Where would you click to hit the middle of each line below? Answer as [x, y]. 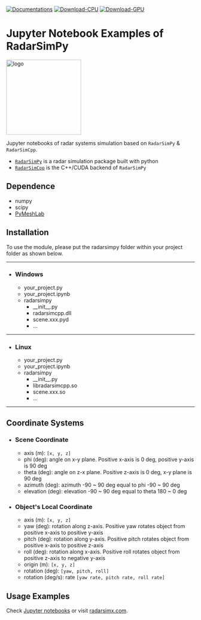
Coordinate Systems [45, 423]
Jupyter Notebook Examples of [85, 34]
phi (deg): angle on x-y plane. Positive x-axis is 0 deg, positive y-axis [109, 459]
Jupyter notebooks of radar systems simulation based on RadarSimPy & [93, 143]
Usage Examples [38, 596]
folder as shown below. [35, 253]
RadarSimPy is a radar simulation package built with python [86, 161]
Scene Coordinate [42, 440]
